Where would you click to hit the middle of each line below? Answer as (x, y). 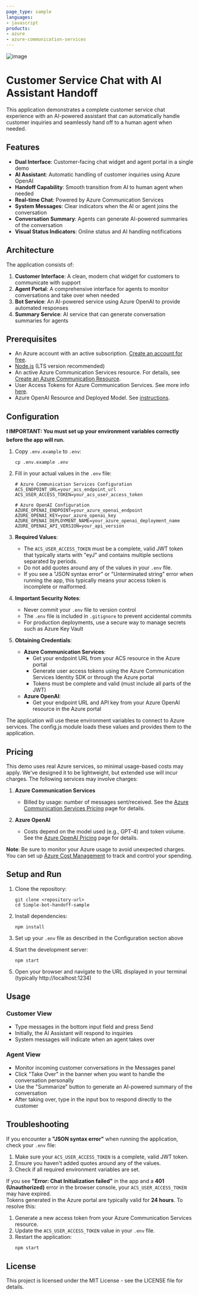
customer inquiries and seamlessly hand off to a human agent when (89, 122)
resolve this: (21, 1206)
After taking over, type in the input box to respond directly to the (93, 1099)
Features (23, 148)
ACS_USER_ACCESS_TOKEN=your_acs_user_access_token (79, 495)
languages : (20, 17)
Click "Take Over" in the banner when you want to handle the (90, 1074)
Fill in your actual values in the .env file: (63, 473)
